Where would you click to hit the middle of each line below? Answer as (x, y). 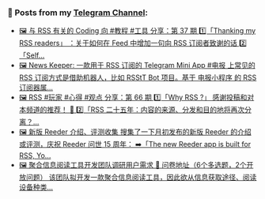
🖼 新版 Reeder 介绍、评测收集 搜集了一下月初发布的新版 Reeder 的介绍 (135, 132)
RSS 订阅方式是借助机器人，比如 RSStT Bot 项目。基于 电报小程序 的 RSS (138, 77)
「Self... (32, 55)
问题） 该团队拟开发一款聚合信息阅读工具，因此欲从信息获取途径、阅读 (141, 178)
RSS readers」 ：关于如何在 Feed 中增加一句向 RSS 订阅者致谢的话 (128, 43)
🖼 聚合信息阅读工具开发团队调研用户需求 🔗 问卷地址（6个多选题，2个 (132, 165)
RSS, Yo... (35, 156)
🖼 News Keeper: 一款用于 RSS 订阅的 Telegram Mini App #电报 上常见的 (137, 66)
